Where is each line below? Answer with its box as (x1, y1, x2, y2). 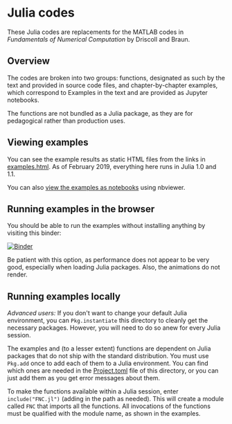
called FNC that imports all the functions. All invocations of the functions (7, 402, 211, 410)
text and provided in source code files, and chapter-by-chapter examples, (7, 81, 218, 89)
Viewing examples (7, 136, 89, 148)
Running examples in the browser (7, 203, 155, 215)
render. (7, 270, 28, 279)
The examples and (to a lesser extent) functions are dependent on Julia (7, 344, 211, 353)
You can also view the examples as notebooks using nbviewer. (7, 183, 186, 191)
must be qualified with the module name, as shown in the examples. (7, 409, 201, 418)
